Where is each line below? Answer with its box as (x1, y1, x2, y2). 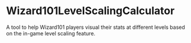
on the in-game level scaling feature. (6, 29, 96, 37)
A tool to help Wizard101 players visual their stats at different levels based (6, 24, 185, 31)
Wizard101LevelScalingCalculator (6, 4, 175, 18)
